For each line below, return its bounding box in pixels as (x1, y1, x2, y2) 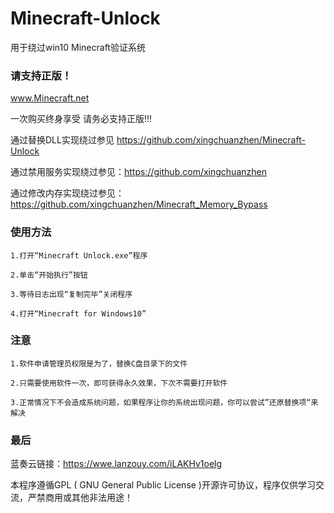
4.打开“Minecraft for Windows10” (10, 308, 147, 319)
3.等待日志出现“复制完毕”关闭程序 (10, 289, 133, 299)
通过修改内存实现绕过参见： (10, 187, 125, 199)
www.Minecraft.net (10, 92, 90, 104)
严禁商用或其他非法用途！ (27, 492, 133, 504)
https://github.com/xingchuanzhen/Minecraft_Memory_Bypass (10, 198, 268, 211)
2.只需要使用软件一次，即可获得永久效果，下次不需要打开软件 (10, 378, 228, 388)
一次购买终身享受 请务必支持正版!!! (10, 113, 153, 125)
